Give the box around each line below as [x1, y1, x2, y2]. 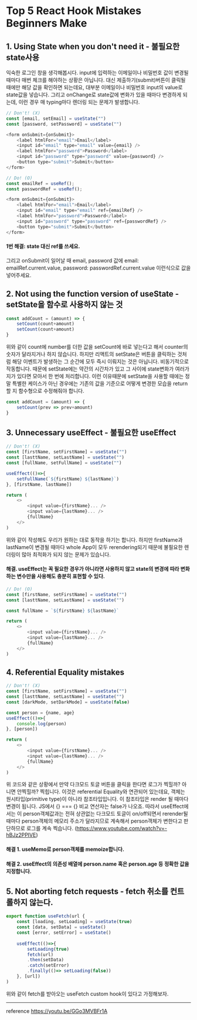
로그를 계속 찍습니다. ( [26, 825, 77, 832]
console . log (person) [16, 721, 67, 726]
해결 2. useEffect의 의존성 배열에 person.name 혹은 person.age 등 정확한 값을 [6, 860, 189, 867]
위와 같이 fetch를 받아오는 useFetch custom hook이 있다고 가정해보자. [6, 990, 169, 997]
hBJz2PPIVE [6, 832, 36, 839]
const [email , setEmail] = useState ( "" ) [6, 116, 107, 122]
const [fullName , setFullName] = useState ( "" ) [6, 460, 122, 466]
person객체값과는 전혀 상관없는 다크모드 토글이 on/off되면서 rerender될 [23, 810, 189, 817]
